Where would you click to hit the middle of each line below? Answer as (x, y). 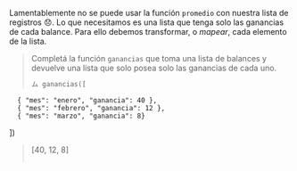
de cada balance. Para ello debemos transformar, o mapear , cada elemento (148, 32)
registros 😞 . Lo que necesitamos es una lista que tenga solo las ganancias (146, 22)
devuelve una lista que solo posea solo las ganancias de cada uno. (154, 68)
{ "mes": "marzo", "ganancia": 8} (81, 116)
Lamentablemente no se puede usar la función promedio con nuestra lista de (149, 13)
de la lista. (28, 41)
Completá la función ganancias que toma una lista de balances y (149, 58)
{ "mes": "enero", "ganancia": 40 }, (87, 100)
